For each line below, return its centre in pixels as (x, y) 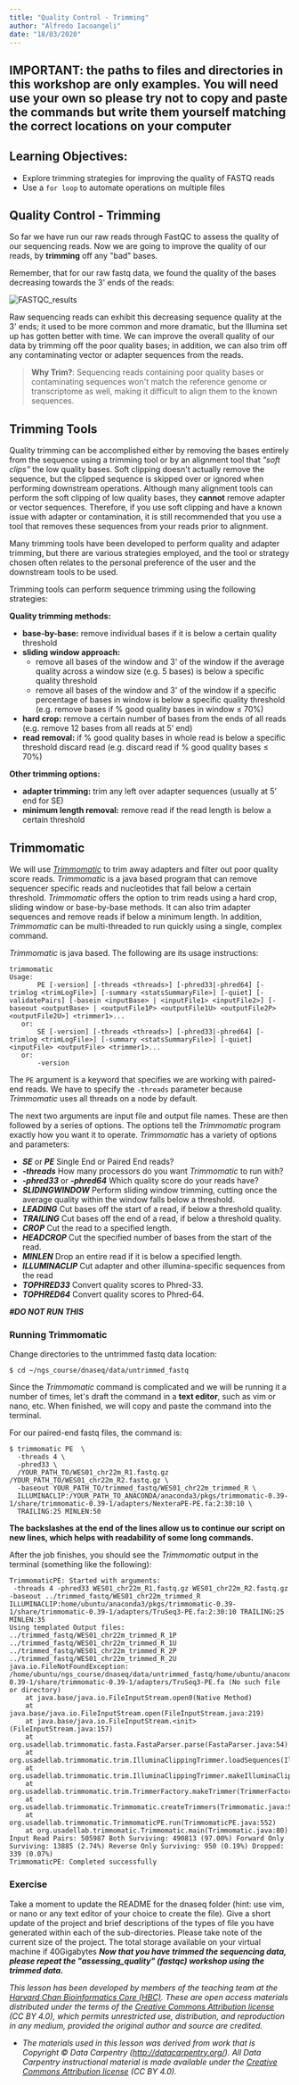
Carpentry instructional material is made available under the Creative (149, 2062)
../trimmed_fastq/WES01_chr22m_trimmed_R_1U (93, 1643)
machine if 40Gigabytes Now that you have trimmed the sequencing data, (148, 1951)
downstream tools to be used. (64, 572)
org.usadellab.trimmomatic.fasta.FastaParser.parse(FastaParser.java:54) (149, 1745)
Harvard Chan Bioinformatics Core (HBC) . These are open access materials (149, 1997)
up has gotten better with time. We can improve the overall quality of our (142, 336)
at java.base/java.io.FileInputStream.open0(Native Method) (139, 1698)
